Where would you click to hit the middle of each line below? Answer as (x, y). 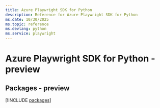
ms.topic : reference (27, 24)
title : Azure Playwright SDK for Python (49, 10)
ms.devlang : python (26, 29)
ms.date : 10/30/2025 (27, 19)
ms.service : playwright (31, 33)
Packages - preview (37, 88)
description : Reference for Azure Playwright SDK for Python (72, 15)
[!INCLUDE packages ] (28, 100)
